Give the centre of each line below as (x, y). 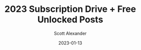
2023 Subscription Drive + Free (70, 9)
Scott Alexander (70, 33)
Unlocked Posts (70, 20)
